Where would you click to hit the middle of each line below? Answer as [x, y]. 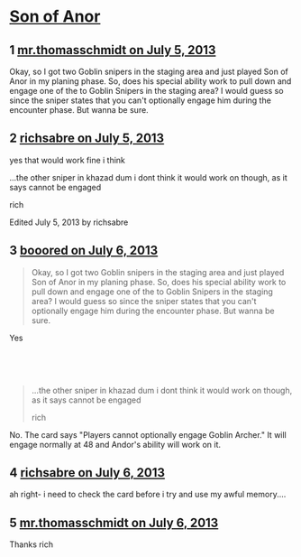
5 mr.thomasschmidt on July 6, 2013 [114, 522]
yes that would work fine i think [68, 160]
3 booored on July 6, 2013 [84, 251]
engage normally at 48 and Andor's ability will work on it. [115, 444]
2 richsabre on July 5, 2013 [87, 139]
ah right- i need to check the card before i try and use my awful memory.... [148, 495]
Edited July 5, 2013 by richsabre [69, 222]
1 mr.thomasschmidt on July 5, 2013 [113, 50]
